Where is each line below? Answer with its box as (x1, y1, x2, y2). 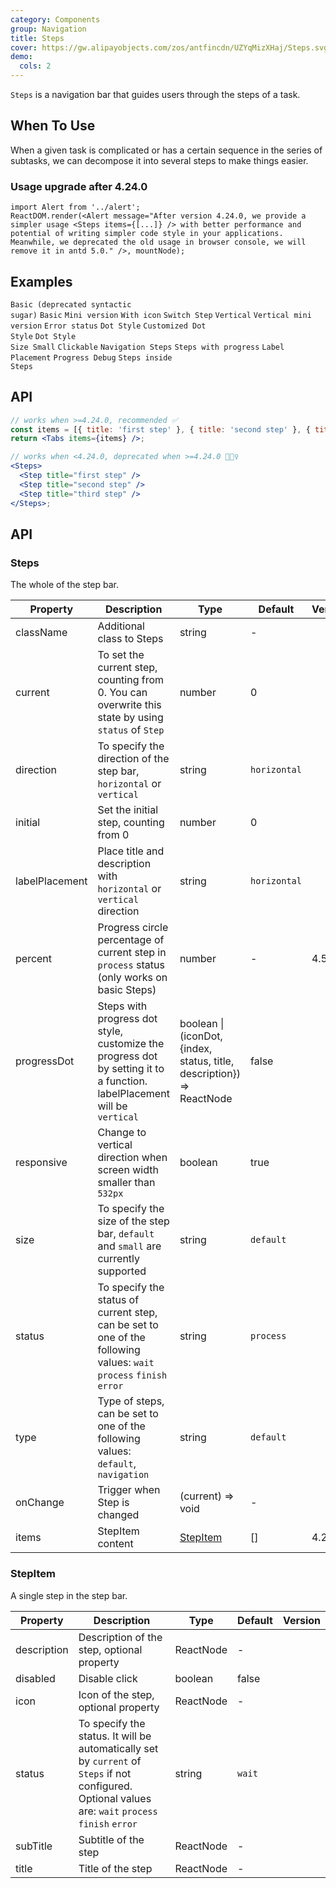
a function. (97, 1074, 148, 1088)
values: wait (97, 1356, 155, 1370)
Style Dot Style (10, 331, 77, 341)
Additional (97, 619, 145, 633)
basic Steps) (97, 983, 157, 997)
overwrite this (97, 698, 162, 712)
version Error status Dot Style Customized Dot (10, 321, 207, 331)
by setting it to (97, 1062, 165, 1076)
